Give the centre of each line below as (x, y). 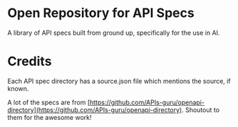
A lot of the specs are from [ (49, 102)
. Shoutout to (200, 110)
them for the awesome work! (50, 117)
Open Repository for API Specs (101, 13)
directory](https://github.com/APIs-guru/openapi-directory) (95, 110)
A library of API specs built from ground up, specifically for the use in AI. (114, 33)
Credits (30, 61)
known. (18, 88)
